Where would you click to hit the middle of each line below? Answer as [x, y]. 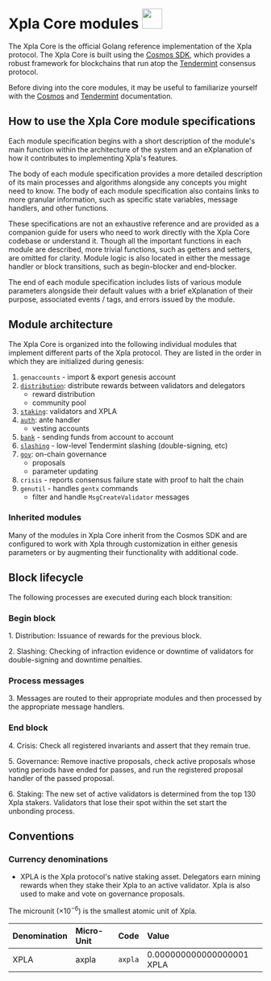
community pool [59, 403]
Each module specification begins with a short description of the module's [132, 140]
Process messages [46, 680]
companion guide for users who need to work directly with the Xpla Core [129, 232]
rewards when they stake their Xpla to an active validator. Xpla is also [135, 885]
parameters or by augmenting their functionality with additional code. [123, 552]
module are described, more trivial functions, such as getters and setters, [130, 249]
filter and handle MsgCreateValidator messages [110, 497]
